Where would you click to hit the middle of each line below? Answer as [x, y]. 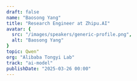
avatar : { [19, 29]
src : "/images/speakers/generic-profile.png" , [72, 35]
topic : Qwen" [23, 52]
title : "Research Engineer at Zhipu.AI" [58, 23]
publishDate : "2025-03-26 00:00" [49, 69]
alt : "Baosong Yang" [38, 40]
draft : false [23, 12]
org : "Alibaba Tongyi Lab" [40, 57]
